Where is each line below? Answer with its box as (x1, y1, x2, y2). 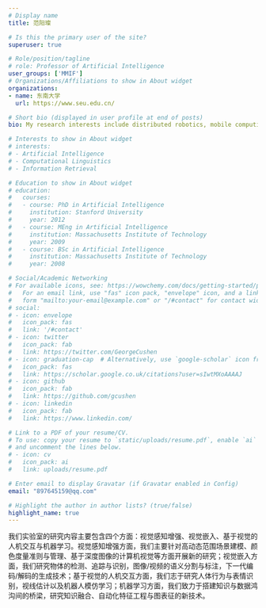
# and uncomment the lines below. (8, 443, 123, 452)
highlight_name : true (8, 509, 80, 517)
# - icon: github (8, 377, 66, 385)
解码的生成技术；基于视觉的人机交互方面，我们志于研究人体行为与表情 (17, 572, 247, 581)
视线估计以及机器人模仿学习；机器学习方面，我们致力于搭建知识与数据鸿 (21, 581, 258, 591)
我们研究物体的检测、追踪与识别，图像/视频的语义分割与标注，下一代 (21, 561, 247, 571)
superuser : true (8, 40, 62, 48)
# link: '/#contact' (8, 326, 83, 334)
